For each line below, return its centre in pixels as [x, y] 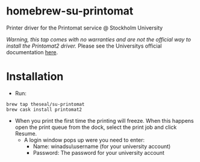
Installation [35, 77]
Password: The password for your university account [98, 152]
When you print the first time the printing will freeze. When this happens [104, 120]
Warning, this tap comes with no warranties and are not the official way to [99, 39]
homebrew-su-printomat [70, 11]
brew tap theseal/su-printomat [45, 104]
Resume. [26, 133]
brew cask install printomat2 [44, 110]
